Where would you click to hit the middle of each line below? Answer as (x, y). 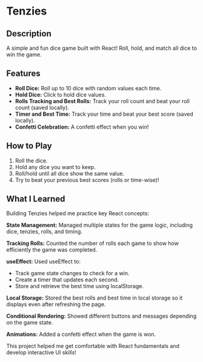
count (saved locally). (42, 107)
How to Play (29, 146)
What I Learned (36, 199)
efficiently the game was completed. (52, 250)
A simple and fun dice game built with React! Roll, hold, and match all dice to (101, 48)
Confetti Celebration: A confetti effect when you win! (82, 127)
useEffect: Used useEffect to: (43, 261)
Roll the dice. (31, 160)
